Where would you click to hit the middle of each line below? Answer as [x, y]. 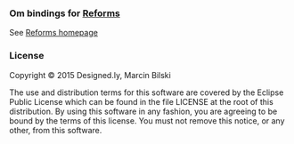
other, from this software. [56, 130]
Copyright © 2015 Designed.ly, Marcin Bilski [90, 75]
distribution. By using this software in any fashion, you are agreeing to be [143, 111]
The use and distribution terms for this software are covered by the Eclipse [147, 92]
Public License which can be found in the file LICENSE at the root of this [141, 101]
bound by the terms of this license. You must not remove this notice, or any [147, 120]
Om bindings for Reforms [65, 13]
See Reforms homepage [53, 33]
